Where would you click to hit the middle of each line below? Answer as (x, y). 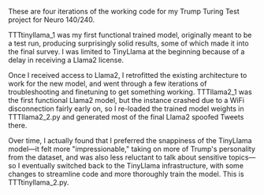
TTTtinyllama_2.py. (39, 182)
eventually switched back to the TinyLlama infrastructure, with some (133, 166)
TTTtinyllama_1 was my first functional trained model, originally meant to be (130, 35)
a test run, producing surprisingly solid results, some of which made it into (129, 43)
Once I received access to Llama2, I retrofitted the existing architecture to (128, 75)
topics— (242, 157)
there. (18, 125)
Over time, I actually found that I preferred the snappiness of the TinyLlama (130, 140)
